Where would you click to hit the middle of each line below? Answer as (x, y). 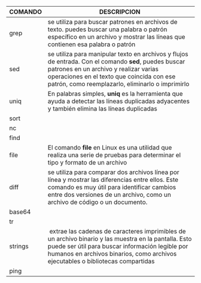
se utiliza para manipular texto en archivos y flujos (118, 54)
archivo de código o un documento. (98, 202)
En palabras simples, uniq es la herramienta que (115, 94)
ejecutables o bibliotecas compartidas (101, 261)
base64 (20, 212)
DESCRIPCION (120, 12)
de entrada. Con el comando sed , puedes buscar (116, 61)
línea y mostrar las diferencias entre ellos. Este (113, 180)
